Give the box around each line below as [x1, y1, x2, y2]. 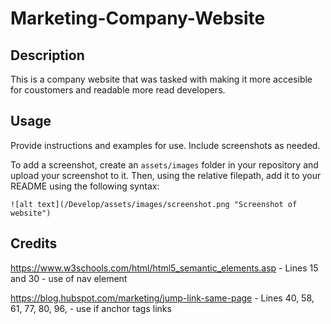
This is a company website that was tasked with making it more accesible [10, 73, 313, 85]
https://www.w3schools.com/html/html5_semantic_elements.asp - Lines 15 [10, 262, 319, 274]
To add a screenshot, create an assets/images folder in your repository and [10, 158, 319, 171]
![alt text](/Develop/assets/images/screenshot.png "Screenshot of [10, 199, 298, 209]
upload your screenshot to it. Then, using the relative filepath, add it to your [10, 169, 322, 181]
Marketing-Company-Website [10, 7, 266, 30]
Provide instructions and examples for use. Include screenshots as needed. [10, 139, 321, 151]
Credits [10, 235, 58, 252]
